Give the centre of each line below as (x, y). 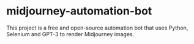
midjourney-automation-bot (79, 11)
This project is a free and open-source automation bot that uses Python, (97, 28)
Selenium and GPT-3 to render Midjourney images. (70, 34)
